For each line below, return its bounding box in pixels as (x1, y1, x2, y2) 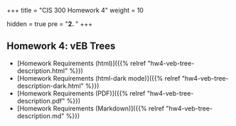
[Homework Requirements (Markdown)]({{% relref (16, 104, 165, 113)
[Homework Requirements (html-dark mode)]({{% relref (16, 74, 181, 82)
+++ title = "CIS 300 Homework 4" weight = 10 (6, 6, 144, 14)
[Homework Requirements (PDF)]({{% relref (16, 88, 146, 98)
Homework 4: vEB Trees (6, 40, 116, 52)
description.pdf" (16, 96, 65, 105)
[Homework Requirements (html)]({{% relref (16, 59, 146, 67)
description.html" (16, 67, 68, 75)
